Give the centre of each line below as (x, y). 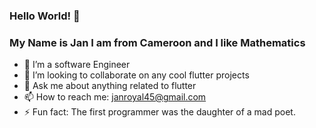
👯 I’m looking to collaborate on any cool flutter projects (136, 75)
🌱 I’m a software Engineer (77, 65)
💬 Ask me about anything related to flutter (110, 86)
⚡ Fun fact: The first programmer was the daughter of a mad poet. (159, 112)
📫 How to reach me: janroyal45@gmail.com (115, 97)
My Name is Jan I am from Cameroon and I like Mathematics (157, 42)
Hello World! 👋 (45, 16)
